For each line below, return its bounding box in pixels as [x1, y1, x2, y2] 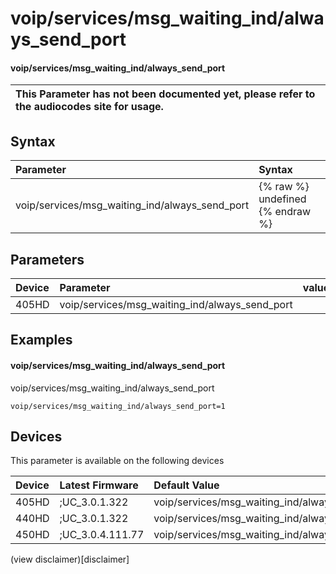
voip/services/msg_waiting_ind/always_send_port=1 [10, 401, 226, 411]
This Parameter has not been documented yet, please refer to [15, 87, 316, 101]
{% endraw [258, 205, 312, 219]
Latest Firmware [59, 478, 139, 492]
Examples [10, 332, 73, 349]
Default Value [153, 478, 220, 492]
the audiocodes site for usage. [15, 100, 164, 114]
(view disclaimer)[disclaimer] [10, 553, 130, 566]
